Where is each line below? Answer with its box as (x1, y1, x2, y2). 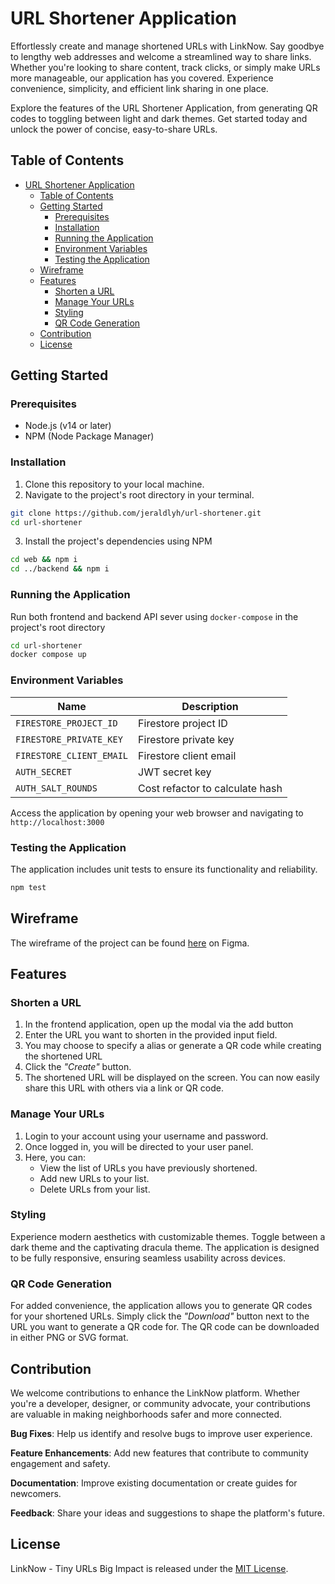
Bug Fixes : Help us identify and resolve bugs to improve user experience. (10, 1427, 313, 1439)
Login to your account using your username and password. (24, 1130, 269, 1142)
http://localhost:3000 (10, 817, 105, 827)
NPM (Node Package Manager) (24, 430, 155, 442)
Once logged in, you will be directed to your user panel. (24, 1140, 254, 1152)
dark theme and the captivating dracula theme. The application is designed (10, 1241, 320, 1253)
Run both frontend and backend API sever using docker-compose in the (10, 610, 299, 622)
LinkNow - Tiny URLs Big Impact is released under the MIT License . (10, 1562, 289, 1574)
